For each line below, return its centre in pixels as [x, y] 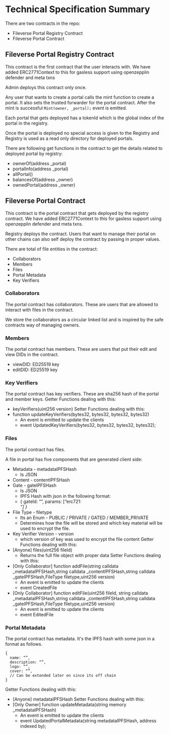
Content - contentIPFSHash [41, 480]
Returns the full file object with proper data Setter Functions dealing [91, 555]
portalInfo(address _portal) [40, 169]
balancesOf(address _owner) [43, 179]
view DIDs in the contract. [32, 355]
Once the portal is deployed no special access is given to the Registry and [82, 133]
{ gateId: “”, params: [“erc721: [51, 501]
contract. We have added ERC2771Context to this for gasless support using [83, 218]
